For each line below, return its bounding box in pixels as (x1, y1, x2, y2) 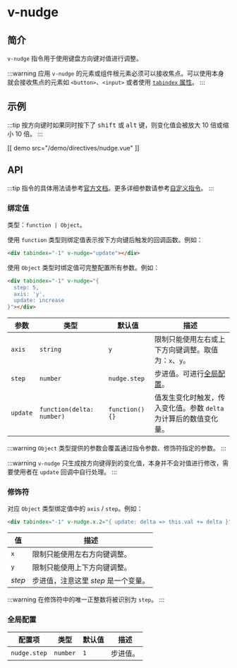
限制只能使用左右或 (154, 335, 219, 345)
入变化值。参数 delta (154, 403, 224, 413)
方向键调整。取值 (161, 345, 219, 355)
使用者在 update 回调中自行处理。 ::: (13, 467, 118, 477)
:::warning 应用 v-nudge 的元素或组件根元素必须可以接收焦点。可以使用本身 (7, 69, 224, 78)
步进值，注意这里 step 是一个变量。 (32, 576, 150, 586)
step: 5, (13, 284, 39, 291)
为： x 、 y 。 (154, 356, 190, 366)
